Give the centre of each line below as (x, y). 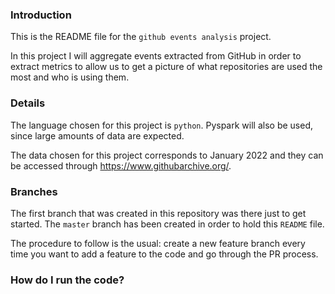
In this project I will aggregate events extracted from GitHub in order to (156, 56)
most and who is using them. (70, 77)
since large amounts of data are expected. (97, 135)
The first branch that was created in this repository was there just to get (158, 213)
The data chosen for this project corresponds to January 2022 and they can (167, 155)
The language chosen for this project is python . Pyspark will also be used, (161, 125)
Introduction (41, 15)
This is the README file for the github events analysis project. (141, 37)
